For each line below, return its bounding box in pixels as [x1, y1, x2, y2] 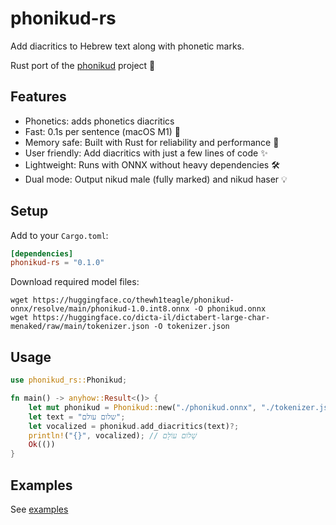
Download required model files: [10, 276, 140, 288]
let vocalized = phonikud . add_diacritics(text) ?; [28, 421, 240, 431]
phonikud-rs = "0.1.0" [10, 258, 105, 268]
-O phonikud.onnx [193, 304, 267, 314]
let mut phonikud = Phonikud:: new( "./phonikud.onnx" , [28, 402, 257, 412]
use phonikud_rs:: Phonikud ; [10, 375, 128, 386]
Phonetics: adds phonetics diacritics [24, 115, 175, 127]
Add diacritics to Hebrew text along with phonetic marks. [10, 40, 245, 52]
